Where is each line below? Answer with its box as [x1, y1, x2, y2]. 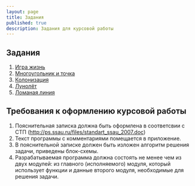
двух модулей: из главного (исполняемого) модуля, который [14, 160, 171, 167]
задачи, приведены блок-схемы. [14, 147, 99, 154]
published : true [6, 20, 47, 26]
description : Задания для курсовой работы [6, 25, 114, 32]
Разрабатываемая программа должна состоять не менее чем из [14, 154, 182, 161]
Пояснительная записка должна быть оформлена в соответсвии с [14, 122, 185, 129]
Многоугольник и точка [14, 70, 75, 77]
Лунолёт [14, 83, 37, 90]
